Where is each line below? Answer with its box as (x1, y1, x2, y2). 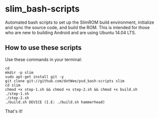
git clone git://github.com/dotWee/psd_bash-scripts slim (5, 78, 125, 83)
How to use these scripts (5, 44, 82, 52)
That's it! (5, 108, 23, 114)
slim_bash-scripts (5, 3, 80, 15)
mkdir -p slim (5, 70, 34, 75)
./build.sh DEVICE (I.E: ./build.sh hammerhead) (5, 100, 105, 104)
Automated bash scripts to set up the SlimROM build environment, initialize (5, 19, 154, 25)
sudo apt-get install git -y (5, 74, 64, 79)
